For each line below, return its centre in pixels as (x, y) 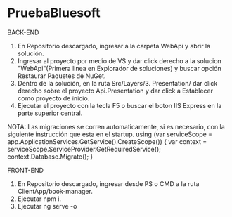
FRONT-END (26, 170)
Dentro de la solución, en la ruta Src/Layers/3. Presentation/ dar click (117, 83)
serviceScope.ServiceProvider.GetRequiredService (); (84, 149)
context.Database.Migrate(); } (50, 157)
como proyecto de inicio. (53, 98)
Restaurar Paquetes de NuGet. (62, 76)
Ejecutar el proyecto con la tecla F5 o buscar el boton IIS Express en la (120, 105)
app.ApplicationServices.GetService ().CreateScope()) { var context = (107, 141)
